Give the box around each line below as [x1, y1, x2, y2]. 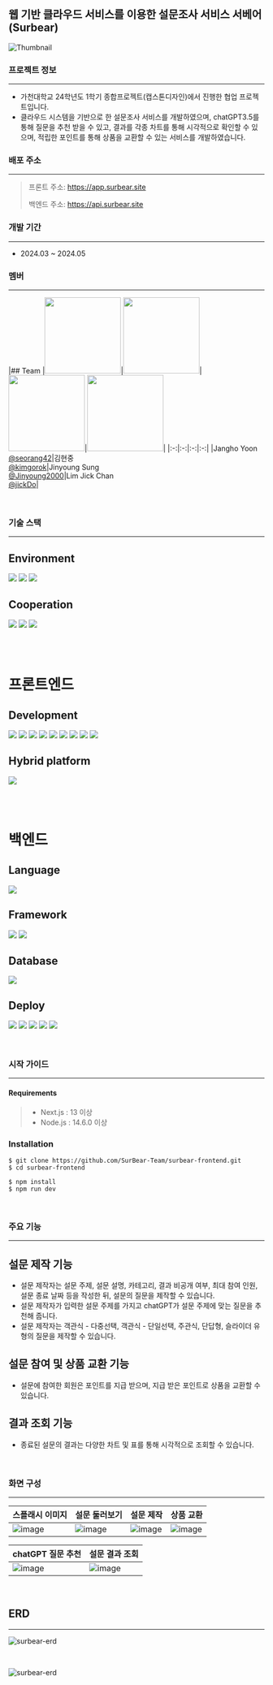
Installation [8, 1138, 54, 1149]
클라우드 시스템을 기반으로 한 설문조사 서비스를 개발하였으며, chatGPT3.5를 [19, 112, 260, 122]
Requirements [8, 1088, 58, 1098]
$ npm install [8, 1177, 57, 1186]
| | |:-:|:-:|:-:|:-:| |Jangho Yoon [84, 443, 258, 453]
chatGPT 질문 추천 [12, 1549, 82, 1559]
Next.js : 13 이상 [40, 1107, 93, 1117]
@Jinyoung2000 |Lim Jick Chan [8, 471, 114, 481]
